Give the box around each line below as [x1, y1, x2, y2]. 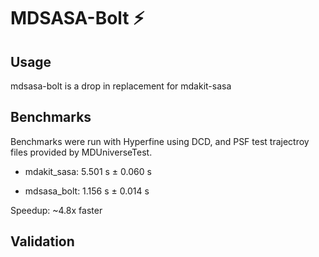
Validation [10, 233, 75, 250]
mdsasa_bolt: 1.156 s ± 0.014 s [24, 185, 150, 197]
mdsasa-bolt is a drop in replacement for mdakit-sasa [10, 80, 232, 92]
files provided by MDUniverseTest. [10, 146, 153, 158]
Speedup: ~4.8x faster [10, 204, 103, 216]
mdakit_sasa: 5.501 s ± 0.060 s [24, 165, 152, 177]
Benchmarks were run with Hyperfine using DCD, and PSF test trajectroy [10, 135, 310, 147]
